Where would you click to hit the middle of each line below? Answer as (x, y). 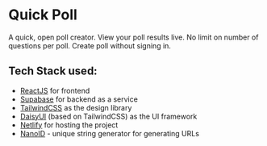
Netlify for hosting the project (69, 125)
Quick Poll (43, 15)
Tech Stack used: (53, 71)
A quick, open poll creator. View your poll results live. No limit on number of (133, 37)
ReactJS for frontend (55, 90)
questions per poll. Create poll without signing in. (90, 45)
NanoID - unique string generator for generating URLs (110, 133)
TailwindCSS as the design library (76, 107)
